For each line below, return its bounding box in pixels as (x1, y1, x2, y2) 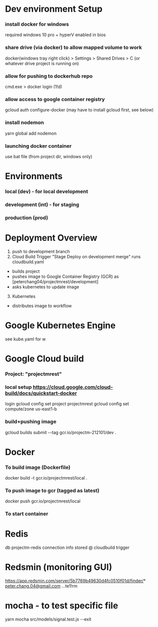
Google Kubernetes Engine (5, 320, 116, 331)
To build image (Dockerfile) (5, 464, 70, 471)
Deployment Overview (5, 232, 98, 244)
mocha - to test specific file (5, 600, 118, 611)
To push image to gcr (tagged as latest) (5, 487, 100, 494)
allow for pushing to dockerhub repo (5, 72, 93, 79)
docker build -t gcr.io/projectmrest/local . (5, 475, 88, 481)
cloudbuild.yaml (12, 259, 44, 265)
